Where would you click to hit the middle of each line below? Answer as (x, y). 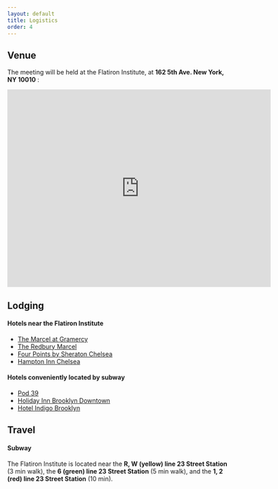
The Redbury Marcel (47, 346)
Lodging (26, 305)
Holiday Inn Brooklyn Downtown (64, 400)
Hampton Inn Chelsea (49, 361)
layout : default (31, 14)
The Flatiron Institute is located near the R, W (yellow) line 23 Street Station (118, 464)
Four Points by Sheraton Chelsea (65, 354)
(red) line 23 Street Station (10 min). (60, 478)
